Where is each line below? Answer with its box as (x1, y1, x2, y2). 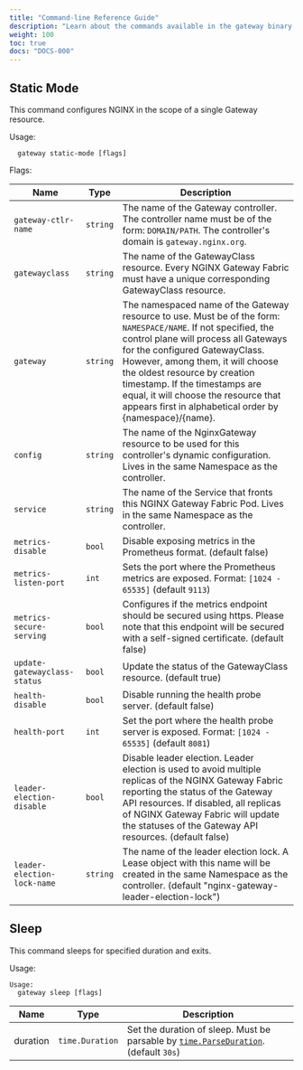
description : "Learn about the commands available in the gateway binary (9, 22, 293, 31)
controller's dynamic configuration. (122, 448, 271, 461)
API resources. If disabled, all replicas (122, 796, 281, 809)
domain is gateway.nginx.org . (122, 235, 247, 248)
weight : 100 (9, 30, 54, 39)
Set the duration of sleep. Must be (126, 1023, 271, 1036)
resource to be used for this (122, 437, 240, 450)
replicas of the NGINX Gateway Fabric (122, 774, 284, 786)
